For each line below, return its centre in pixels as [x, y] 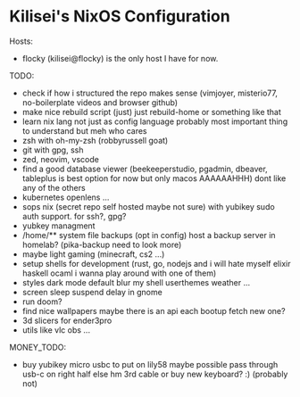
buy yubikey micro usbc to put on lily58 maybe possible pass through [150, 364]
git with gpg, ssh [53, 150]
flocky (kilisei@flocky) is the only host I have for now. [120, 58]
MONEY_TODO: [38, 347]
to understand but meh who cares [84, 130]
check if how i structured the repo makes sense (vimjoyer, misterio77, [150, 93]
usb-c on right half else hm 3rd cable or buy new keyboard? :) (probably [155, 374]
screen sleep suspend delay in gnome [92, 292]
